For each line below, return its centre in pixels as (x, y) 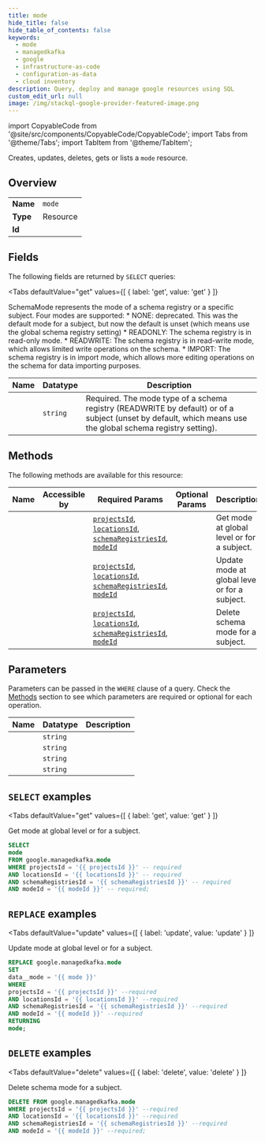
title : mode (28, 15)
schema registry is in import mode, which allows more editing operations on (131, 357)
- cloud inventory (46, 81)
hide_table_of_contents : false (60, 30)
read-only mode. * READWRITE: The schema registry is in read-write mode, (131, 341)
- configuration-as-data (56, 74)
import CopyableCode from (52, 126)
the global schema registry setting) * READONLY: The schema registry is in (130, 332)
